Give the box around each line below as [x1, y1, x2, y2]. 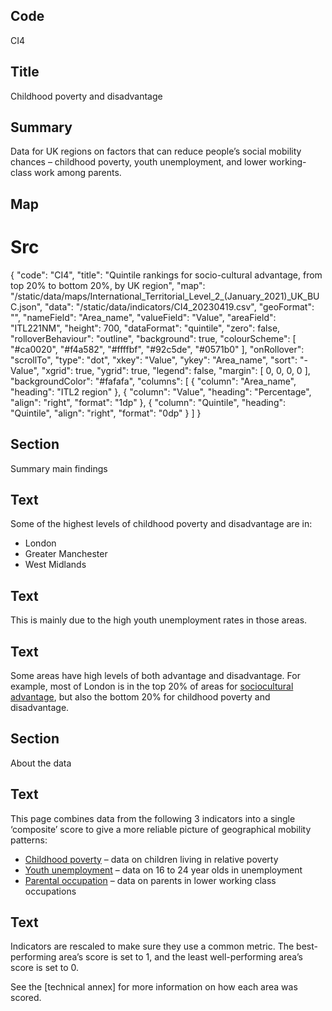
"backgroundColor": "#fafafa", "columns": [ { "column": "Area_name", [10, 375, 297, 387]
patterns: [10, 834, 48, 846]
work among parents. [33, 167, 122, 179]
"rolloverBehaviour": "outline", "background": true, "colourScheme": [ [10, 332, 297, 344]
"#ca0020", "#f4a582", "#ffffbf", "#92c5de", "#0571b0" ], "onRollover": [10, 343, 305, 355]
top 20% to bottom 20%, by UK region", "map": [10, 279, 206, 291]
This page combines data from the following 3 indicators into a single [10, 812, 296, 824]
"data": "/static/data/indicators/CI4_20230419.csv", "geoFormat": [44, 300, 315, 313]
